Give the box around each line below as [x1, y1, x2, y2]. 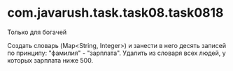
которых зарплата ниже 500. [7, 56, 93, 64]
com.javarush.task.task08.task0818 [7, 5, 224, 21]
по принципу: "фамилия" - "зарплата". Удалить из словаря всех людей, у [7, 49, 226, 57]
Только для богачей [7, 28, 67, 36]
